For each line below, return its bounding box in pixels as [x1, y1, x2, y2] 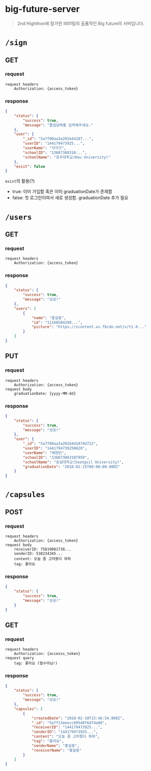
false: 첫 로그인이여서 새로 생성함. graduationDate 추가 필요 [12, 195, 128, 201]
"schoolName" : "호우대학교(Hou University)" [23, 155, 111, 160]
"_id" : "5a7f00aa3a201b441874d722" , [23, 441, 98, 446]
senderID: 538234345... [14, 551, 63, 557]
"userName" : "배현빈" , [23, 450, 67, 455]
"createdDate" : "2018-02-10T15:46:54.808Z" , [31, 716, 125, 721]
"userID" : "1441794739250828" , [23, 446, 87, 451]
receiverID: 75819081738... [14, 547, 72, 552]
